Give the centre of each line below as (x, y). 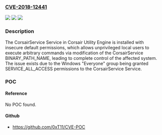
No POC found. (21, 104)
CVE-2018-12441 (26, 7)
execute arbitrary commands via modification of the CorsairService (74, 53)
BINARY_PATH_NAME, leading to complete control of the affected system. (81, 58)
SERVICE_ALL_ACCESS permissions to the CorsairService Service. (74, 69)
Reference (16, 94)
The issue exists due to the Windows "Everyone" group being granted (77, 63)
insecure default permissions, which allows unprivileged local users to (77, 47)
